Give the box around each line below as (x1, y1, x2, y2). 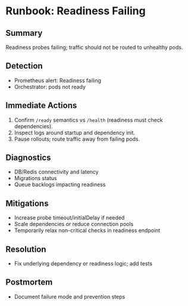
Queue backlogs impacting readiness (14, 181, 106, 188)
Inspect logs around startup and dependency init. (14, 129, 135, 136)
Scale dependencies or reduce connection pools (14, 221, 134, 228)
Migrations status (14, 175, 57, 182)
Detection (5, 61, 43, 71)
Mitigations (5, 198, 49, 208)
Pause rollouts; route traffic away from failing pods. (14, 135, 140, 143)
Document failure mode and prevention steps (14, 293, 126, 300)
